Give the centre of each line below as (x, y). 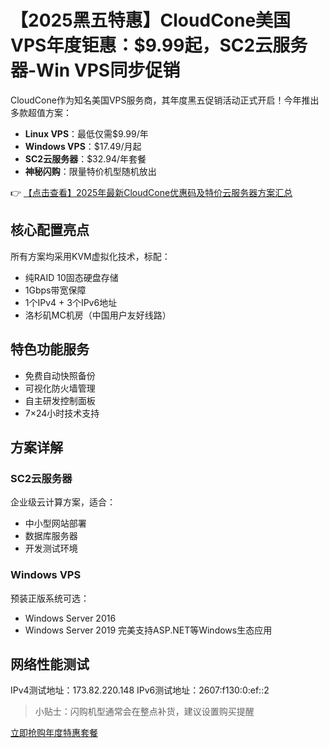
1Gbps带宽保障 (55, 290)
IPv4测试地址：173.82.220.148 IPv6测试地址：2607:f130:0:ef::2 (140, 690)
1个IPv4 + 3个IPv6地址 (71, 302)
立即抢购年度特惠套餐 (54, 733)
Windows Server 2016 (70, 618)
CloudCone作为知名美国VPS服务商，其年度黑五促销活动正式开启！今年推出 (165, 100)
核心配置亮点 (50, 230)
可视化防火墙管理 (60, 388)
